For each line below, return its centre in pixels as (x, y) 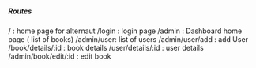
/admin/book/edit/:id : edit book (60, 56)
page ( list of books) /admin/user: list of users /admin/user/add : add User (128, 39)
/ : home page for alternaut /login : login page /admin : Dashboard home (125, 31)
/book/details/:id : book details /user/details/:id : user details (106, 47)
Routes (20, 11)
